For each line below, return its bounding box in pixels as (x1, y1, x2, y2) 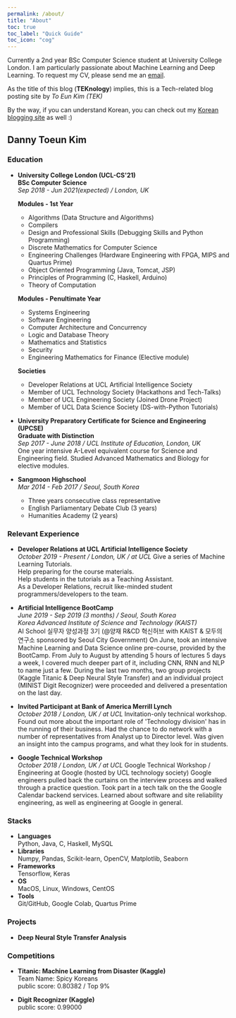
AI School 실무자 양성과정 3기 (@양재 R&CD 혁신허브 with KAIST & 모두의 (17, 627, 223, 636)
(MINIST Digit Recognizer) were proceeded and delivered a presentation (17, 681, 228, 690)
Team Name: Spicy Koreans (17, 974, 99, 983)
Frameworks (17, 862, 56, 871)
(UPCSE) (17, 424, 44, 432)
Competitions (7, 950, 55, 960)
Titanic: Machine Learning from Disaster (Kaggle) (17, 967, 166, 975)
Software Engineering (27, 315, 92, 324)
